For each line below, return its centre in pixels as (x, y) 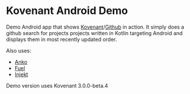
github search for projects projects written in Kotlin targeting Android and (94, 33)
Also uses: (19, 50)
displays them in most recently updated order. (62, 39)
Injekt (21, 74)
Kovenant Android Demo (67, 11)
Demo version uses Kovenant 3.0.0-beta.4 (57, 85)
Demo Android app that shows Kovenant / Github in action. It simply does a (95, 27)
